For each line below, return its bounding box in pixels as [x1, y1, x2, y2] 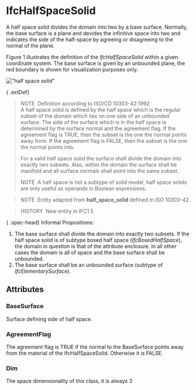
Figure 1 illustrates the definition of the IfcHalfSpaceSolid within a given [6, 53, 178, 60]
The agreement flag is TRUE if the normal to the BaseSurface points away [6, 343, 184, 350]
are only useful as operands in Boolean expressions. [20, 184, 147, 191]
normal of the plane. [6, 42, 55, 49]
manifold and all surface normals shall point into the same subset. [20, 167, 179, 174]
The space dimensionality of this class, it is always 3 [6, 378, 133, 385]
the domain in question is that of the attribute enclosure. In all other [14, 242, 177, 249]
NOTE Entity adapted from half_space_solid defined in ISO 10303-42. [20, 196, 191, 203]
